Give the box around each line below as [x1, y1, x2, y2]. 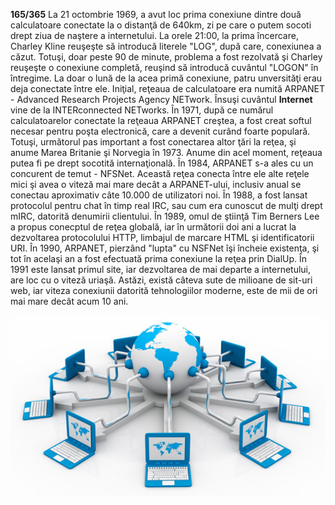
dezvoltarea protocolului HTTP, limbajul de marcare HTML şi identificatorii [10, 232, 315, 243]
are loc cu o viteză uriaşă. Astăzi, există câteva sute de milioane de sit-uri [10, 274, 313, 286]
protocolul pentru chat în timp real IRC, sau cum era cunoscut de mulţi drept [10, 200, 323, 211]
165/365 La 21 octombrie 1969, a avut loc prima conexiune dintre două [10, 9, 302, 20]
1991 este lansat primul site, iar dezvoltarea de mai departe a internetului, [10, 264, 312, 275]
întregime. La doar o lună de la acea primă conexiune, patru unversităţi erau [10, 72, 323, 84]
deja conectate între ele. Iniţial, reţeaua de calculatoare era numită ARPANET [10, 83, 326, 94]
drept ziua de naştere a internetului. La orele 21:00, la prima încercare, [10, 30, 299, 41]
